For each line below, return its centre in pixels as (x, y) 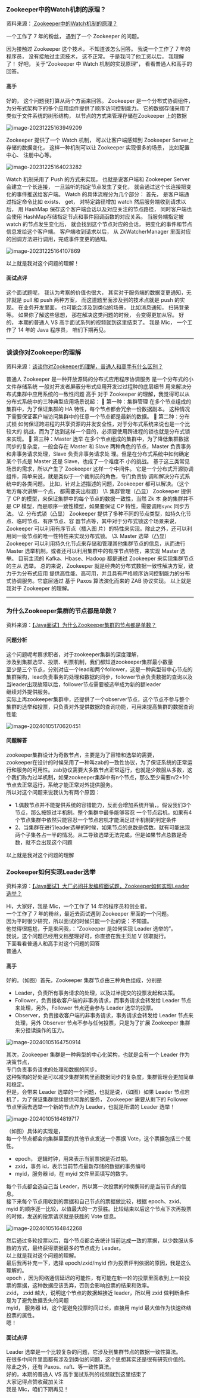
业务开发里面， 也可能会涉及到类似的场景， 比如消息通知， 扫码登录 (106, 307)
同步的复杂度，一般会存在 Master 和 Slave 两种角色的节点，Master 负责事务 (99, 446)
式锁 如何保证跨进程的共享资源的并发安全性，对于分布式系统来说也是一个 (96, 424)
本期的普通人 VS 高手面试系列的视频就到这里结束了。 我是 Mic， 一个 (102, 322)
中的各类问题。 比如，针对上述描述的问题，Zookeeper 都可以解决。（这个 (100, 484)
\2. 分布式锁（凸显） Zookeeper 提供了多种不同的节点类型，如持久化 (102, 513)
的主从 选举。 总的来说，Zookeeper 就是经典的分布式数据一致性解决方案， (97, 566)
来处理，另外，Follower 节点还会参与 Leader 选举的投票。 (85, 1008)
